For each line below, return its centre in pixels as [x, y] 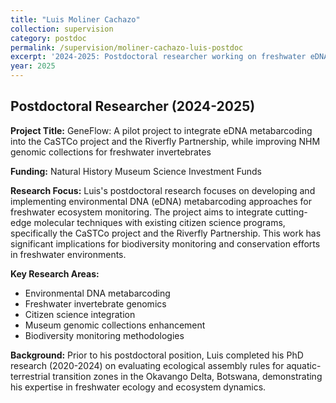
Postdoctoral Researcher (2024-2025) [133, 106]
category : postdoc [48, 38]
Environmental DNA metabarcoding [97, 293]
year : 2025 [33, 66]
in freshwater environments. [68, 254]
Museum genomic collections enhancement [115, 325]
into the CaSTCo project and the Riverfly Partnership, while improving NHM [165, 141]
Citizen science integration [80, 314]
